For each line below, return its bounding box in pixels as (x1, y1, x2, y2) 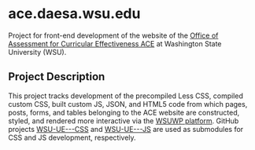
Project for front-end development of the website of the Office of (8, 31, 219, 40)
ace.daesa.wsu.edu (8, 5, 141, 23)
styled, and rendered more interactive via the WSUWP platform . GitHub (8, 115, 239, 126)
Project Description (8, 70, 105, 83)
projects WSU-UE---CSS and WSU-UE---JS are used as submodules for (8, 124, 244, 134)
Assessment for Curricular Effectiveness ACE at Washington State (8, 38, 222, 48)
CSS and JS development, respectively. (8, 133, 136, 142)
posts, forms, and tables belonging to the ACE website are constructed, (8, 108, 240, 117)
